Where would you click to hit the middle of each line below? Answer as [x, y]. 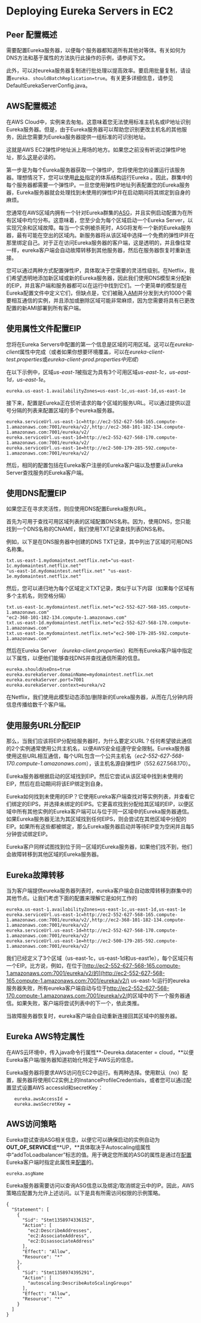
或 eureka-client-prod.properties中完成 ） [92, 359]
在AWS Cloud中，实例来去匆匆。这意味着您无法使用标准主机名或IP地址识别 [99, 122]
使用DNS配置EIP [36, 493]
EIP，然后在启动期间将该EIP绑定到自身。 [56, 784]
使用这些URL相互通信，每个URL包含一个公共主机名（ [71, 756]
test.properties [25, 359]
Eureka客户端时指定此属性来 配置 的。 [51, 1162]
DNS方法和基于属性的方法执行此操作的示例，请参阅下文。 [77, 58]
